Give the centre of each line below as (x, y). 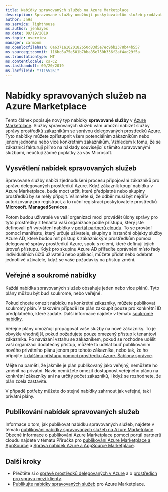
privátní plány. (20, 396)
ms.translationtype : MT (30, 57)
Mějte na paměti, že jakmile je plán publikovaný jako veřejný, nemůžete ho (81, 365)
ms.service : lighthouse (30, 24)
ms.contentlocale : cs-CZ (31, 61)
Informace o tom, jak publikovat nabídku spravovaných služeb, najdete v (80, 424)
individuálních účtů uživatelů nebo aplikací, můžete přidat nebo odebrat (79, 254)
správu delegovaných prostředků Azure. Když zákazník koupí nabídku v (79, 186)
